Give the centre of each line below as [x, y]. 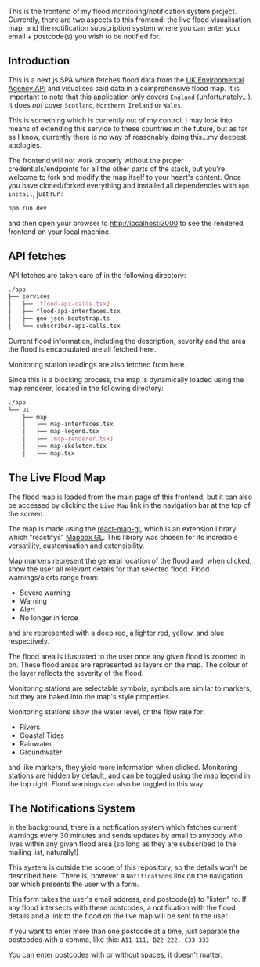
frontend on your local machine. [60, 232]
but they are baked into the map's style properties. [90, 696]
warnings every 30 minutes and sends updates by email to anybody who [125, 836]
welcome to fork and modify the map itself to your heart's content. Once [125, 177]
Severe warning [45, 593]
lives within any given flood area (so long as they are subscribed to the [122, 844]
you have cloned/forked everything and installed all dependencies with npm [128, 185]
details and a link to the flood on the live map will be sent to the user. [119, 916]
